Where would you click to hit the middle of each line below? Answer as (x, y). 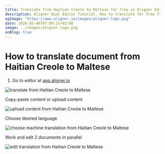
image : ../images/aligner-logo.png (41, 28)
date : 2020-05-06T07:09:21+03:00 (39, 23)
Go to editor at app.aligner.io (41, 80)
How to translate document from (73, 56)
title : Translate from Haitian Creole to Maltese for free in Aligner (79, 10)
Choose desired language (31, 118)
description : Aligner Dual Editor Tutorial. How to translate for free (80, 14)
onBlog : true (18, 32)
